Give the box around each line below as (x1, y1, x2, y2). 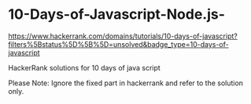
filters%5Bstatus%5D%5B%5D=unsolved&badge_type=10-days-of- (8, 39, 230, 48)
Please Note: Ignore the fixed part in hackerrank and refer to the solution (8, 78, 244, 88)
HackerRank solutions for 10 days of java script (8, 63, 161, 72)
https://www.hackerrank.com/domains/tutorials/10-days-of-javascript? (8, 31, 238, 41)
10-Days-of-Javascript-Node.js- (8, 5, 226, 23)
